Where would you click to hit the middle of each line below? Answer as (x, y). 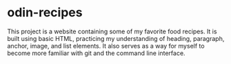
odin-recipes (45, 13)
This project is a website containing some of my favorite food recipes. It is (112, 31)
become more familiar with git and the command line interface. (96, 53)
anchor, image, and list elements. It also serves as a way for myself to (106, 46)
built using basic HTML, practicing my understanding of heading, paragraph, (116, 38)
